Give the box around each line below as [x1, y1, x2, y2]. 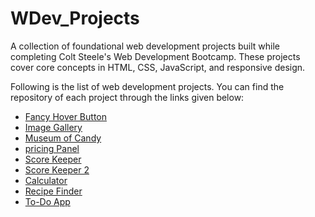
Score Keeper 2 [24, 163, 90, 176]
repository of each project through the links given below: [10, 91, 245, 103]
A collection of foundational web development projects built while [10, 40, 281, 52]
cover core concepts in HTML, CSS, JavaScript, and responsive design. [10, 61, 306, 73]
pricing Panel [24, 142, 80, 154]
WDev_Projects [10, 7, 140, 30]
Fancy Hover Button [24, 110, 108, 122]
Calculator [24, 174, 68, 186]
